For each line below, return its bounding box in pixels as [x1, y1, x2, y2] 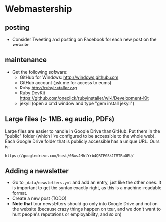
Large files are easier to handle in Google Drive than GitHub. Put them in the [5, 128, 160, 134]
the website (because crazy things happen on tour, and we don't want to [12, 206, 161, 212]
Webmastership [5, 3, 72, 15]
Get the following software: [12, 69, 68, 75]
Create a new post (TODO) [12, 195, 67, 201]
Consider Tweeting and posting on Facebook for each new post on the [12, 36, 157, 42]
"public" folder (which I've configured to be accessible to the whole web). [5, 133, 156, 139]
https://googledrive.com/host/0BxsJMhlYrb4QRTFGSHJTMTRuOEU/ [5, 153, 134, 158]
